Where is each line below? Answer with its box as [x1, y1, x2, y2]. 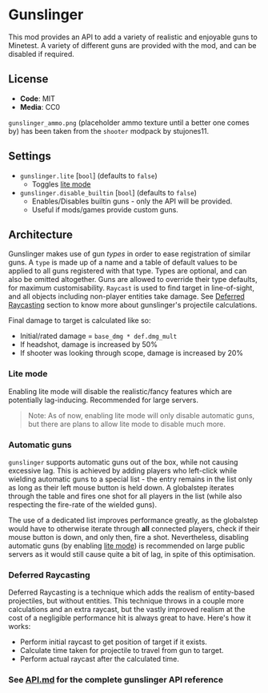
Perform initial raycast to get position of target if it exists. [19, 637, 208, 647]
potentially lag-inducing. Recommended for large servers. [8, 395, 198, 405]
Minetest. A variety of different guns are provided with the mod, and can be [8, 40, 258, 50]
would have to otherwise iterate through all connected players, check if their [8, 523, 260, 534]
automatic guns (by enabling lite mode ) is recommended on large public [8, 541, 246, 550]
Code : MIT [19, 94, 56, 103]
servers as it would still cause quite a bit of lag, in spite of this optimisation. [8, 549, 256, 558]
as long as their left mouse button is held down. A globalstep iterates [8, 482, 234, 492]
